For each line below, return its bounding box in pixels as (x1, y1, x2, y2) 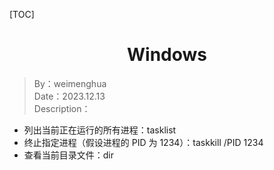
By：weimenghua (33, 77, 107, 89)
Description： (33, 102, 91, 114)
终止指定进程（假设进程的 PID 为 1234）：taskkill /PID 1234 (23, 136, 264, 148)
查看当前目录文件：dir (23, 149, 115, 161)
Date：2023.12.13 (33, 90, 106, 102)
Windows (127, 44, 207, 66)
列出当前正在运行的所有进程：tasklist (23, 124, 177, 136)
